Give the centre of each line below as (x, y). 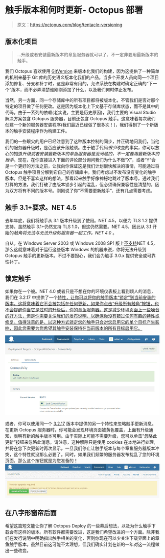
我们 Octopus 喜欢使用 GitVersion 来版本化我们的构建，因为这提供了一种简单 (82, 71)
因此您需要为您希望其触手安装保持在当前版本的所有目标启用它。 (78, 328)
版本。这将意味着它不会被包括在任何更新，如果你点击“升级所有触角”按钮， (80, 304)
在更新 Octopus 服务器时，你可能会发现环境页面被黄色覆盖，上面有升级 (77, 430)
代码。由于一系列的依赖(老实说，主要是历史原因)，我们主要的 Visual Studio (81, 112)
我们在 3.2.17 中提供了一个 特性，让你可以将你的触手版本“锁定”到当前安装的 (80, 297)
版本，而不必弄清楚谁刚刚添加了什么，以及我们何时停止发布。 (74, 90)
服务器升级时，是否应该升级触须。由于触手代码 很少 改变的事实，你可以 (84, 147)
